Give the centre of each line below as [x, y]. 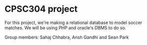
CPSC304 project [41, 9]
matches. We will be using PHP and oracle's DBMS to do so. [65, 27]
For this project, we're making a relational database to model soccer [73, 22]
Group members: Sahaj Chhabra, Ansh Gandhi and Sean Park [67, 37]
